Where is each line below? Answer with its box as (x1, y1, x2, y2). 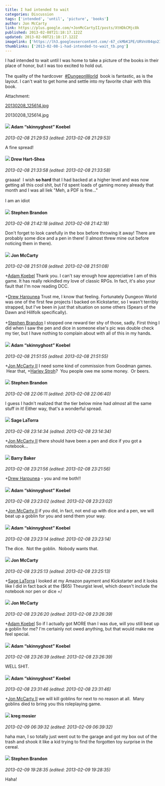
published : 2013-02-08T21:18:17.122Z (5, 30, 82, 35)
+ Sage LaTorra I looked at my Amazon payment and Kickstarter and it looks (5, 578, 158, 584)
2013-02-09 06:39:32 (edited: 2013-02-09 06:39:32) (5, 724, 113, 730)
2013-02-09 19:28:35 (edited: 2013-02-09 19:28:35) (5, 766, 110, 773)
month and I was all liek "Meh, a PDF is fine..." (5, 188, 98, 193)
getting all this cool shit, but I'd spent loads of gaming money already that (5, 182, 154, 188)
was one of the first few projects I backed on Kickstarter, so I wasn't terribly (5, 299, 159, 305)
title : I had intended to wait (5, 7, 69, 12)
